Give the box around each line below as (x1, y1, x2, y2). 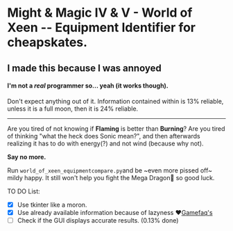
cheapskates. (7, 35, 88, 50)
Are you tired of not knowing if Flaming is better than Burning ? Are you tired (7, 124, 225, 133)
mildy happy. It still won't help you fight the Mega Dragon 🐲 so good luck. (7, 173, 215, 182)
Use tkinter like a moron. (17, 200, 87, 209)
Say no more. (7, 152, 46, 161)
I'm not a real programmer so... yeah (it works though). (7, 81, 169, 90)
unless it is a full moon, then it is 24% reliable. (7, 104, 139, 113)
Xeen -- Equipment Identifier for (7, 19, 196, 35)
